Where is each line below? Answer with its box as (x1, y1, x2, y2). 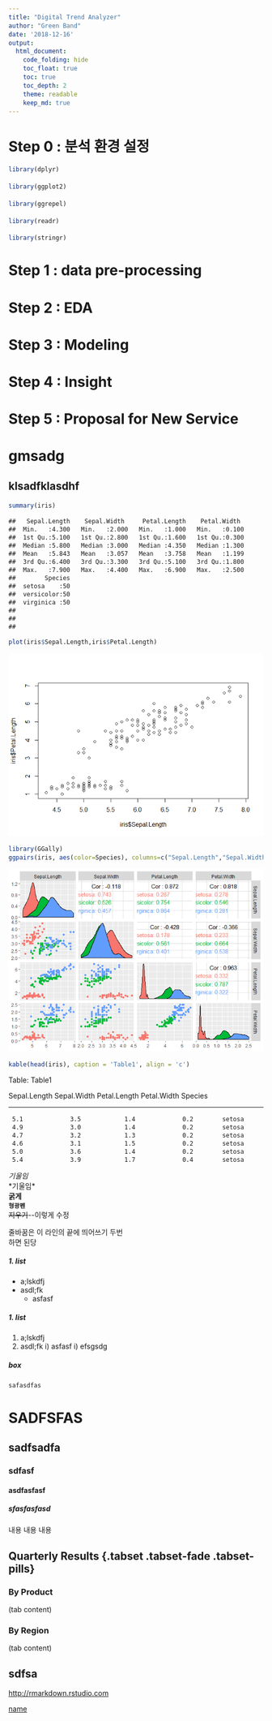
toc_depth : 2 (23, 81, 67, 89)
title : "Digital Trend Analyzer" (8, 13, 121, 21)
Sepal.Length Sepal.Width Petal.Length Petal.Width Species (8, 1091, 208, 1100)
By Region (8, 1625, 49, 1637)
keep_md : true (23, 98, 70, 107)
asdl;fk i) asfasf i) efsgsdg (19, 1341, 108, 1351)
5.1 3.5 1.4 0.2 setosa (11, 1115, 244, 1123)
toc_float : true (23, 65, 79, 73)
